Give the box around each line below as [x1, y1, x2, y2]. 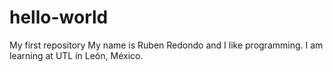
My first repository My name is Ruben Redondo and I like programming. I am [9, 39, 324, 51]
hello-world [9, 6, 109, 29]
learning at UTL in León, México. [9, 49, 144, 61]
